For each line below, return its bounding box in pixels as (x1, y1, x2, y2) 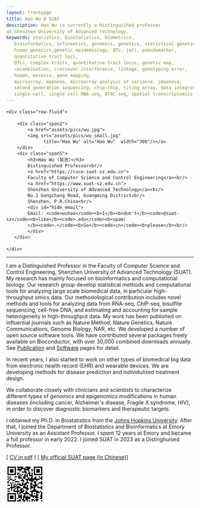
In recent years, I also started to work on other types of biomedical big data (6, 356, 192, 363)
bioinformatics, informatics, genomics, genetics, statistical (14, 41, 174, 47)
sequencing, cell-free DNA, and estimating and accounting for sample (6, 306, 178, 313)
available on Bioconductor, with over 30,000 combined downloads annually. (6, 338, 192, 345)
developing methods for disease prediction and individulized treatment (6, 369, 180, 375)
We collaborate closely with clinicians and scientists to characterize (6, 387, 172, 393)
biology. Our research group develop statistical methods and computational (6, 281, 192, 288)
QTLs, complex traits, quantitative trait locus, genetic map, (14, 59, 174, 65)
